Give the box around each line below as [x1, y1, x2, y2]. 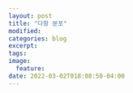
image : [8, 57, 31, 66]
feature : [15, 65, 45, 73]
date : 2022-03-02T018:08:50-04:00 [8, 72, 126, 80]
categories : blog [8, 34, 67, 43]
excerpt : [8, 42, 38, 50]
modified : [8, 27, 42, 35]
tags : [8, 49, 27, 57]
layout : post [8, 11, 53, 20]
